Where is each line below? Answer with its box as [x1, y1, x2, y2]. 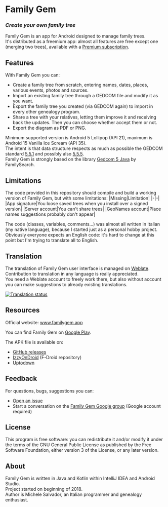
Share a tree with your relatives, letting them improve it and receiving [12, 114, 157, 120]
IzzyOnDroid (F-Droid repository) [12, 354, 82, 360]
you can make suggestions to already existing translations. [5, 281, 128, 287]
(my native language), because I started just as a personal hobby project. [5, 226, 158, 232]
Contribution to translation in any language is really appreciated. [5, 270, 139, 277]
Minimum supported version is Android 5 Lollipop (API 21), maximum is [5, 135, 153, 141]
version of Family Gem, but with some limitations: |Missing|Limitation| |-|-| [5, 195, 160, 201]
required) [12, 408, 32, 414]
